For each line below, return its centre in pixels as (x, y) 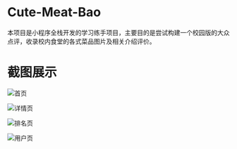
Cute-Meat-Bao (54, 12)
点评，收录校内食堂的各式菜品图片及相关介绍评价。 (81, 41)
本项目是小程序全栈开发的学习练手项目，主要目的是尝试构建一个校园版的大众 (119, 32)
